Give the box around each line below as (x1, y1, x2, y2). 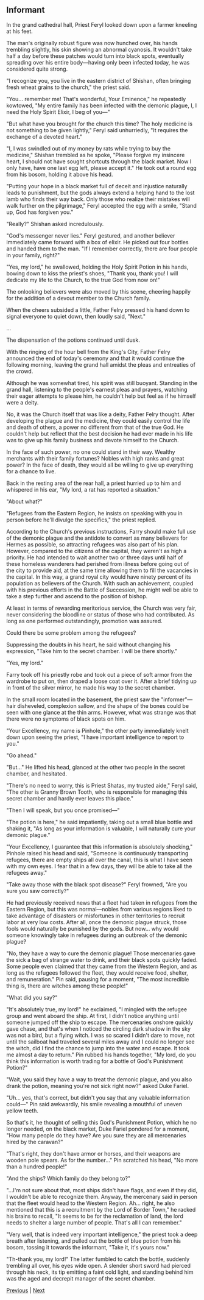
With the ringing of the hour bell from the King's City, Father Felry (6, 348, 171, 355)
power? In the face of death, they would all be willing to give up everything (6, 461, 194, 468)
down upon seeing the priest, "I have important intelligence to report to (6, 733, 185, 741)
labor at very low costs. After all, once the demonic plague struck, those (6, 918, 187, 925)
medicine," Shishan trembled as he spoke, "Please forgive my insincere (6, 151, 185, 158)
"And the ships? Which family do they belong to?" (6, 1175, 131, 1182)
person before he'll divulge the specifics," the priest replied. (6, 516, 157, 523)
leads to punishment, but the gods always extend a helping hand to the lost (6, 189, 195, 196)
